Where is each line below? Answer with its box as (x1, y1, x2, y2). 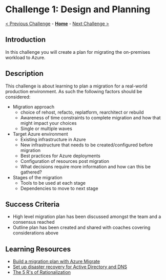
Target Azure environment (12, 131, 68, 137)
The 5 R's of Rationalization (12, 269, 71, 275)
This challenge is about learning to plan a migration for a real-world (5, 83, 148, 89)
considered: (5, 94, 31, 100)
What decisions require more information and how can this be (20, 163, 151, 169)
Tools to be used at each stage (20, 180, 86, 186)
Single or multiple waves (20, 125, 73, 132)
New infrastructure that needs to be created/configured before (20, 142, 153, 148)
